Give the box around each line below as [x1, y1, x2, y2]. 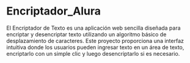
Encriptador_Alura [6, 4, 101, 18]
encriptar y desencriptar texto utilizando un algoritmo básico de [6, 30, 167, 38]
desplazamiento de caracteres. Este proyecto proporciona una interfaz [6, 37, 185, 44]
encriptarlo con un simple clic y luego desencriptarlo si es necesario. [6, 50, 180, 57]
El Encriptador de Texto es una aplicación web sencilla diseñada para [6, 24, 181, 31]
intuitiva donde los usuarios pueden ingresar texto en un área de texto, [6, 44, 185, 51]
